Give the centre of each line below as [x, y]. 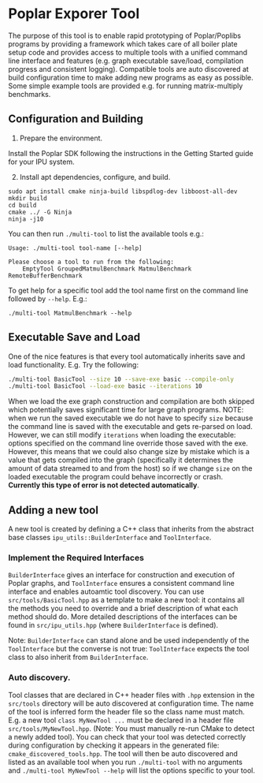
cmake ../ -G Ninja [40, 212]
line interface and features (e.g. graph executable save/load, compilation [126, 61]
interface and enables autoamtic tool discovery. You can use [106, 591]
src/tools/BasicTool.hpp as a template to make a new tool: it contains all [126, 600]
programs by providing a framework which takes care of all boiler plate [123, 43]
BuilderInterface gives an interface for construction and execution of [121, 575]
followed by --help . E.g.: [48, 298]
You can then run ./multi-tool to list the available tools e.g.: [106, 233]
